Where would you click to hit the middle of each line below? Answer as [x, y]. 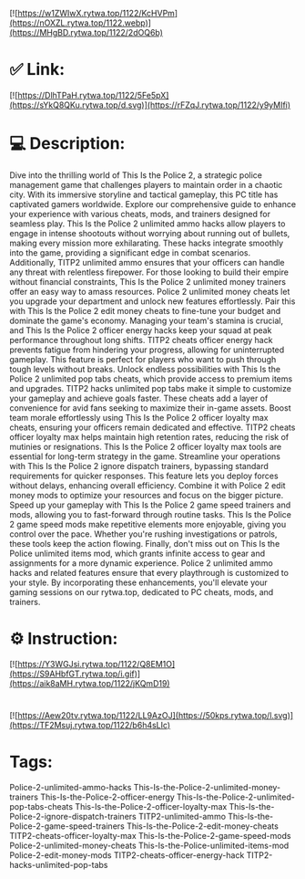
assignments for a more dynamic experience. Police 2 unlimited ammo [141, 563]
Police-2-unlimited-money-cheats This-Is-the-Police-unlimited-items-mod [149, 845]
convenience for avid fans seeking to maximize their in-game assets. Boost [150, 408]
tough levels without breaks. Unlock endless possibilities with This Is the [145, 369]
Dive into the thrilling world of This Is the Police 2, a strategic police [136, 175]
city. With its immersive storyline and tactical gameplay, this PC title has [144, 194]
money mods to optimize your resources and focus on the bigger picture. [147, 495]
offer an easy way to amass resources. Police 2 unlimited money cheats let [150, 291]
